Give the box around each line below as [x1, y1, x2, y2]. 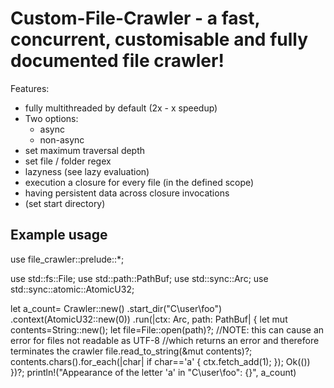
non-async [39, 133, 85, 146]
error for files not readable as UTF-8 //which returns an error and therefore [10, 334, 320, 346]
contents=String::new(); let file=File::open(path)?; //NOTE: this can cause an [10, 323, 325, 336]
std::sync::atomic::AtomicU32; [10, 283, 135, 295]
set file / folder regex [24, 155, 112, 167]
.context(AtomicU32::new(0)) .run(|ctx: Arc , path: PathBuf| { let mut [10, 313, 288, 325]
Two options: [24, 112, 79, 124]
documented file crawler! [10, 50, 225, 72]
